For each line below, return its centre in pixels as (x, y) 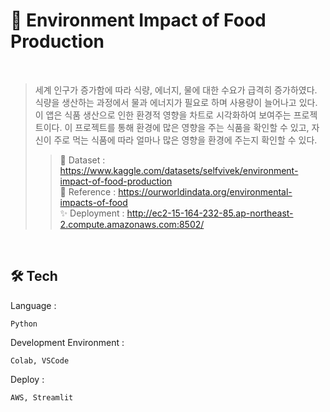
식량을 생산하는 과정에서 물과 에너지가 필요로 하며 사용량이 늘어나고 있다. (176, 102)
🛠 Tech (34, 276)
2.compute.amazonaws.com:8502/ (132, 224)
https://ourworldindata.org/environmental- (205, 191)
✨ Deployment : (92, 213)
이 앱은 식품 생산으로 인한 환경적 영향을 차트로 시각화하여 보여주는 (163, 115)
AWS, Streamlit (42, 397)
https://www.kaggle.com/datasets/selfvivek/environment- (179, 170)
